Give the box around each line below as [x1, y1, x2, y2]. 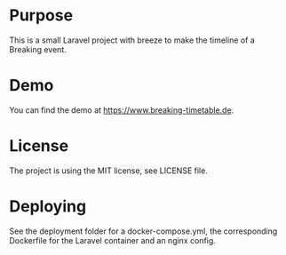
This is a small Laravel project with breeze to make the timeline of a [9, 35, 255, 45]
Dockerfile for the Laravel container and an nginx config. [9, 235, 216, 245]
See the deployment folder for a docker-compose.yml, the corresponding [9, 226, 278, 236]
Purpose [9, 5, 74, 26]
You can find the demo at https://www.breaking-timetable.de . [9, 104, 234, 116]
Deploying [9, 196, 87, 216]
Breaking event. [9, 44, 67, 54]
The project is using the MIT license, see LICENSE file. [9, 165, 209, 176]
